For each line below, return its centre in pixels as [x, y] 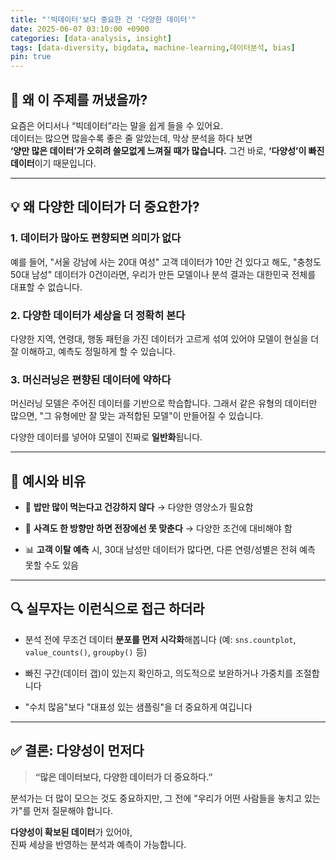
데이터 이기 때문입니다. [53, 163]
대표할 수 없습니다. [46, 287]
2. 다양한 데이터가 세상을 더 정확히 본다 [98, 315]
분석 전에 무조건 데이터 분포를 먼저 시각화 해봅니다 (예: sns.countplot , [160, 639]
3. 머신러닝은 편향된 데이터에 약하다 [91, 379]
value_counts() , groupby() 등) [86, 652]
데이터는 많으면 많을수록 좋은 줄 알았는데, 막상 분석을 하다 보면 [131, 138]
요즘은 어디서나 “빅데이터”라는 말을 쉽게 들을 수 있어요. [117, 125]
